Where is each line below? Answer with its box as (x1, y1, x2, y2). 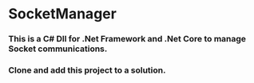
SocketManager (8, 5, 117, 23)
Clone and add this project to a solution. (8, 65, 166, 76)
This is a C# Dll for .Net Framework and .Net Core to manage (8, 34, 246, 45)
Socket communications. (8, 43, 108, 54)
